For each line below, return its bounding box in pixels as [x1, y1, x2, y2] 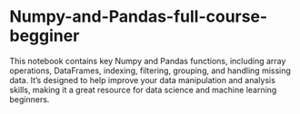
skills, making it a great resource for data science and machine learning [9, 84, 277, 95]
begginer [9, 25, 80, 46]
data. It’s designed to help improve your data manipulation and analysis [9, 74, 275, 85]
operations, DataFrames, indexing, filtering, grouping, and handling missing [9, 65, 291, 76]
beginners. [9, 93, 50, 105]
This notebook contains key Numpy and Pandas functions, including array [9, 55, 286, 66]
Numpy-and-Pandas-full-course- [9, 6, 268, 27]
